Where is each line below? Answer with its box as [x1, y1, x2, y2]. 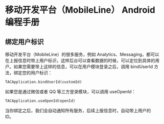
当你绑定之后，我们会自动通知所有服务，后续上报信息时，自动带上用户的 [5, 108, 151, 113]
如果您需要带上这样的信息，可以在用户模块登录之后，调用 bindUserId [13, 64, 153, 69]
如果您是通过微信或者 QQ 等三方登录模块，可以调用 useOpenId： [5, 89, 136, 94]
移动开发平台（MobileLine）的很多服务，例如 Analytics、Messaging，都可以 [5, 52, 160, 57]
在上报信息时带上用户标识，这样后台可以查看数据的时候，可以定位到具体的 [5, 58, 155, 63]
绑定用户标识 [5, 38, 44, 46]
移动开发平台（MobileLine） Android [5, 4, 156, 16]
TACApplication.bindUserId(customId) [5, 80, 82, 84]
